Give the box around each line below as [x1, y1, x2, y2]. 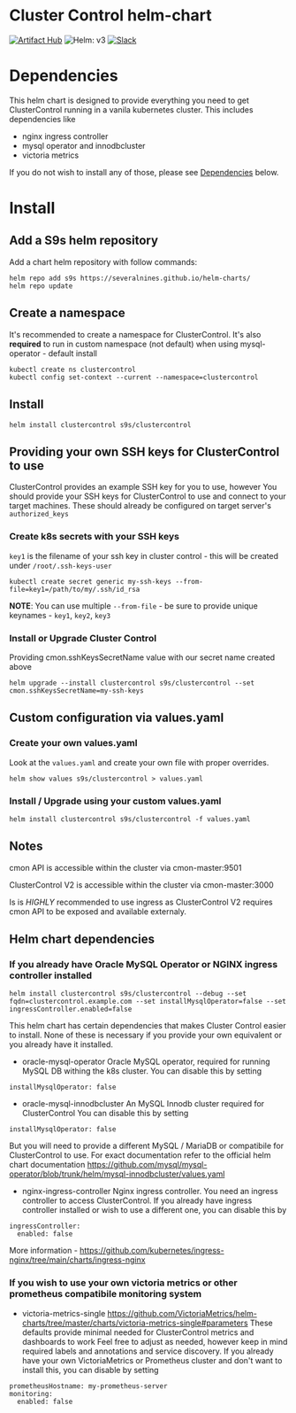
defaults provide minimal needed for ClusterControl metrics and [21, 1326, 254, 1338]
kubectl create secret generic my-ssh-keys [9, 577, 172, 586]
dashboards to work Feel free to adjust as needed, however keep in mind [21, 1336, 288, 1347]
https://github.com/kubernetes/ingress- [79, 1246, 224, 1256]
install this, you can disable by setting [21, 1364, 159, 1375]
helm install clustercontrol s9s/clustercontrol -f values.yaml [9, 814, 251, 824]
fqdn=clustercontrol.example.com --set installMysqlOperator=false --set [9, 998, 287, 1006]
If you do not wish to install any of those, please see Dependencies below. [9, 167, 279, 177]
